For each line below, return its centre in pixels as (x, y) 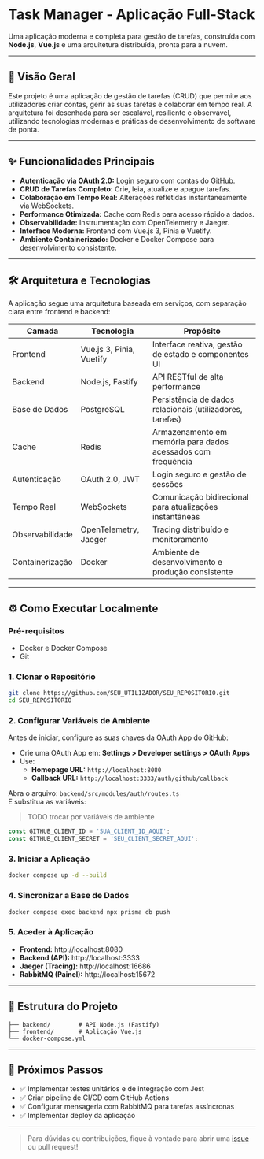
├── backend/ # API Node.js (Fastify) (84, 1025)
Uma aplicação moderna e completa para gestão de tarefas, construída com (132, 36)
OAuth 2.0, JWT (110, 480)
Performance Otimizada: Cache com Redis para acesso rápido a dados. (137, 214)
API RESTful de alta (188, 377)
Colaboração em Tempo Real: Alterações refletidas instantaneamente (133, 197)
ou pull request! (53, 1147)
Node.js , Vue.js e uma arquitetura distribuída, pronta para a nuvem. (118, 44)
